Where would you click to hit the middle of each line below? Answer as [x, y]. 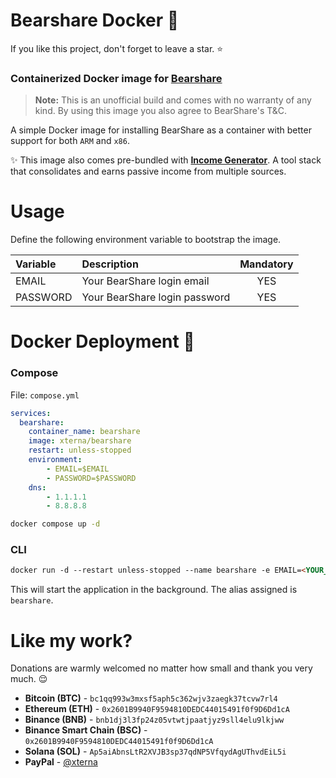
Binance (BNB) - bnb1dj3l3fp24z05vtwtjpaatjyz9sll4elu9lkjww [154, 720]
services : [31, 413]
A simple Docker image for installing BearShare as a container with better [161, 130]
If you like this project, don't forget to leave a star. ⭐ [117, 48]
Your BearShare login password [156, 297]
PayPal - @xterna [61, 762]
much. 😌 [29, 679]
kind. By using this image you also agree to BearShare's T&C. [161, 111]
